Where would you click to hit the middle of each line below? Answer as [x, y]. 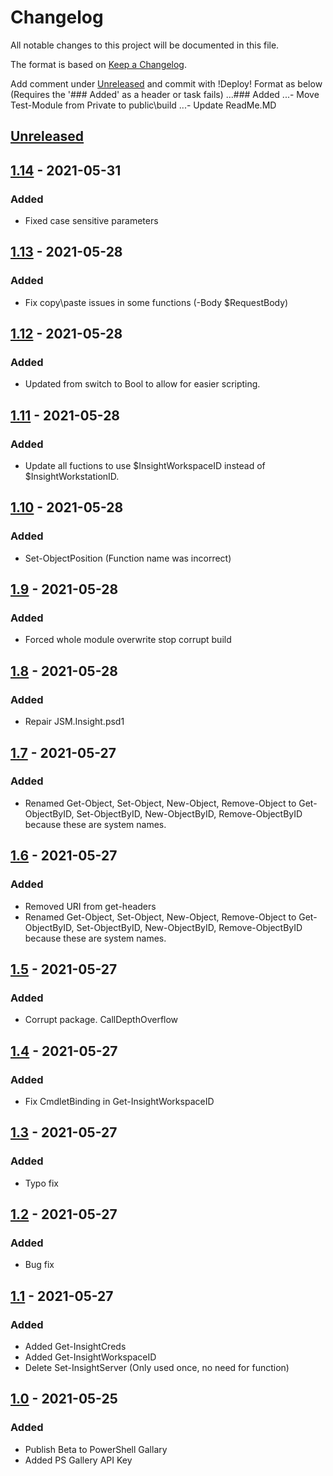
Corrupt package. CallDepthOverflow [101, 1020]
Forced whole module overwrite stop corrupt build [128, 640]
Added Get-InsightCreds [75, 1346]
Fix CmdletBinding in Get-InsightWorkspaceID [119, 1101]
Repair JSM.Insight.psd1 [74, 722]
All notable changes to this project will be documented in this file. [145, 45]
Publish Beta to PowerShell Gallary [96, 1449]
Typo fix [41, 1183]
